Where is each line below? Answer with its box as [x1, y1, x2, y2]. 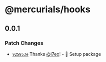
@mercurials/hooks [5, 4, 91, 15]
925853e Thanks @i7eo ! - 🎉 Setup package [12, 51, 101, 57]
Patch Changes [5, 39, 44, 47]
